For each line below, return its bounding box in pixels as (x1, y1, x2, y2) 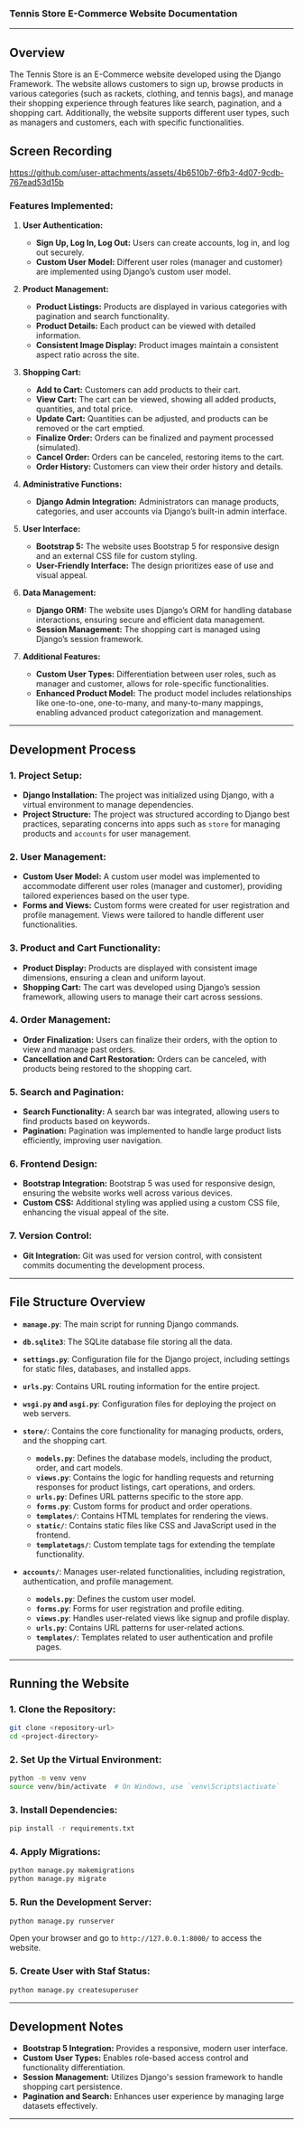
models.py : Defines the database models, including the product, (35, 1452, 272, 1463)
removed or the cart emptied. (35, 423, 145, 434)
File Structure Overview (9, 1294, 146, 1310)
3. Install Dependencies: (9, 1803, 118, 1816)
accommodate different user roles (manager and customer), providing (22, 881, 282, 892)
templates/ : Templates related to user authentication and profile (35, 1632, 273, 1642)
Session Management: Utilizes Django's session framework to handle (22, 2072, 284, 2083)
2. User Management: (9, 850, 106, 863)
